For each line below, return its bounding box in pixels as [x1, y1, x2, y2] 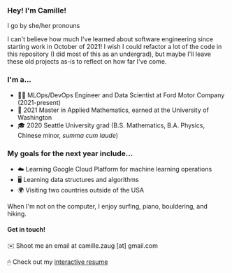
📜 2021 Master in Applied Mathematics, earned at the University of [17, 106, 210, 114]
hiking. [7, 209, 27, 218]
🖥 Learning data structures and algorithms [17, 175, 139, 183]
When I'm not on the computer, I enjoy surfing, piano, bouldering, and [7, 202, 208, 210]
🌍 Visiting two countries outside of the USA [17, 185, 145, 194]
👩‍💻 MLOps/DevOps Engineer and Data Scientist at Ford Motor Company [17, 90, 225, 99]
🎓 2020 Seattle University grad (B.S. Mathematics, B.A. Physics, [17, 121, 205, 129]
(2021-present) [17, 98, 61, 106]
